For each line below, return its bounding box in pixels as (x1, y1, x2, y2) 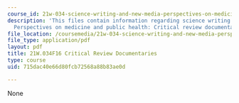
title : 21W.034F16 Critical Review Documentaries (7, 50, 158, 58)
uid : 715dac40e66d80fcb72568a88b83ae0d (7, 63, 126, 70)
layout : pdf (7, 43, 43, 50)
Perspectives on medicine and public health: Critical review (14, 23, 202, 31)
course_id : (7, 10, 40, 18)
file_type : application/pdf (7, 37, 91, 44)
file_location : (7, 30, 53, 38)
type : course (7, 57, 46, 64)
